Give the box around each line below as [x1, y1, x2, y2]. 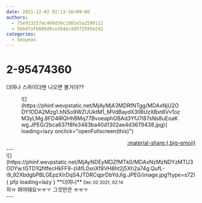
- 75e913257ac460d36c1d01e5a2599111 [11, 20, 103, 26]
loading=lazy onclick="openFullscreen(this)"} [21, 127, 134, 134]
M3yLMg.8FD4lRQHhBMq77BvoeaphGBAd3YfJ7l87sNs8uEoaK [21, 114, 179, 122]
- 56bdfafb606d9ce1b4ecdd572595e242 [11, 25, 103, 32]
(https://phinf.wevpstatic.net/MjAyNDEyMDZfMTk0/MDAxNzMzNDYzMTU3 [6, 158, 194, 166]
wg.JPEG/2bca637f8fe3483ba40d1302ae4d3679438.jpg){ [21, 121, 168, 128]
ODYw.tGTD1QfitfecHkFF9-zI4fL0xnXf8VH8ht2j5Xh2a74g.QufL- [6, 164, 165, 172]
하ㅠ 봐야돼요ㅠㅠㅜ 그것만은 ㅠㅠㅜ [6, 186, 88, 193]
